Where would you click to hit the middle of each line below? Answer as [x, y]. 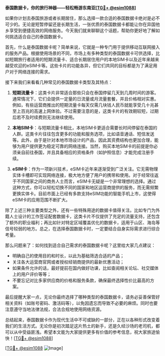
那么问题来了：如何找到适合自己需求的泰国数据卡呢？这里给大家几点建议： [80, 245]
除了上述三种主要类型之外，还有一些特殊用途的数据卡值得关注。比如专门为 [80, 210]
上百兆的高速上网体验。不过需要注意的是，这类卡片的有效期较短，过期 [87, 111]
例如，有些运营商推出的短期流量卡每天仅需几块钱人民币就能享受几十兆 [83, 105]
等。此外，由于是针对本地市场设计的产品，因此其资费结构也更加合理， [83, 140]
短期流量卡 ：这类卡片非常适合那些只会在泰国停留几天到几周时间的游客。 [85, 93]
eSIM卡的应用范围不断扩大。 [41, 200]
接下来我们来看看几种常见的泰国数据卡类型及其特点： [59, 82]
